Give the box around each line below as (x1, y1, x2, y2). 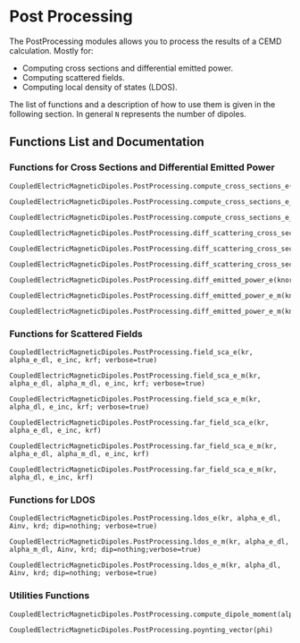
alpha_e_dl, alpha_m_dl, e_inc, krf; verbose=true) (9, 378, 205, 388)
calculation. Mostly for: (9, 45, 94, 55)
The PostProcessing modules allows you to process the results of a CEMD (9, 36, 282, 47)
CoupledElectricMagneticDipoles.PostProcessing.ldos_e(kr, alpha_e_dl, (9, 514, 281, 523)
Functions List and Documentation (9, 134, 205, 149)
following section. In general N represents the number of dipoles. (9, 108, 247, 119)
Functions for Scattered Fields (9, 327, 143, 340)
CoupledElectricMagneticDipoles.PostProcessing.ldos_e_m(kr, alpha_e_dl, (9, 537, 290, 546)
